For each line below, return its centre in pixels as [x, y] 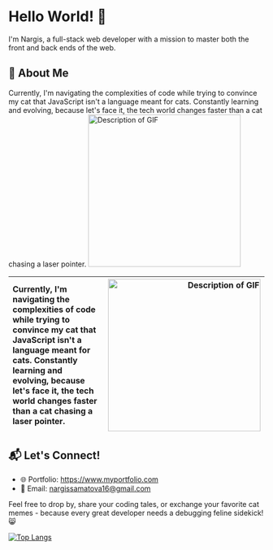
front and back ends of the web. [62, 47]
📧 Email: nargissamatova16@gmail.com [85, 488]
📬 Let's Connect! [54, 455]
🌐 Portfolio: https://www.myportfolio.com [89, 479]
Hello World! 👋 [58, 17]
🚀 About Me [39, 74]
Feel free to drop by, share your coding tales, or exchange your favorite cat [134, 504]
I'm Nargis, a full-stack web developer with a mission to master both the [129, 39]
